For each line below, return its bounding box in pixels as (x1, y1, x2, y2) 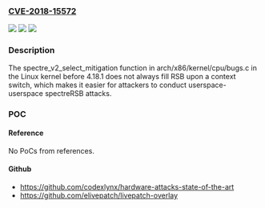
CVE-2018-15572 (8, 6, 77, 17)
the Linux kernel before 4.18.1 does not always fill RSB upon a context (8, 71, 236, 81)
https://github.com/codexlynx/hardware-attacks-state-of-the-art (19, 182, 235, 191)
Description (8, 45, 55, 56)
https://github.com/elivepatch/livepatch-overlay (19, 190, 179, 200)
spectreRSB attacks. (45, 88, 112, 98)
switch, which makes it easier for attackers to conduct (8, 80, 187, 90)
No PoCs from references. (8, 146, 94, 155)
